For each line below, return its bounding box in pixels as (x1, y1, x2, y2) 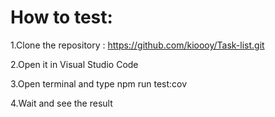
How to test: (10, 6, 113, 29)
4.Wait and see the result (10, 97, 113, 109)
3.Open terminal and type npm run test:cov (10, 77, 188, 90)
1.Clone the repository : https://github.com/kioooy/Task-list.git (10, 39, 265, 51)
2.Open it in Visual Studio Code (10, 58, 139, 70)
